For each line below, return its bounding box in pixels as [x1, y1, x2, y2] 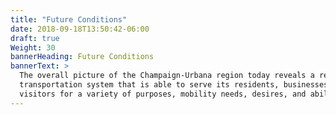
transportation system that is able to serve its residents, [19, 80, 280, 90]
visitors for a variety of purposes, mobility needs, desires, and [19, 89, 307, 99]
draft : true [10, 33, 60, 43]
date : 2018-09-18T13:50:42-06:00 [10, 24, 150, 34]
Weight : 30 [10, 42, 56, 53]
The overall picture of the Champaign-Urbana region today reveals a [19, 71, 315, 81]
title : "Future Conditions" [10, 14, 128, 25]
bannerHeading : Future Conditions [10, 52, 155, 62]
